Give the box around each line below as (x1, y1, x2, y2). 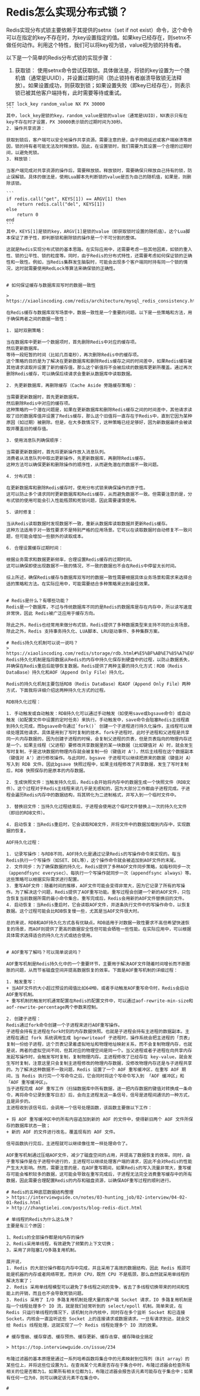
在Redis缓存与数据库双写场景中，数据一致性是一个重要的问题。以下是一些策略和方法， (6, 309, 188, 316)
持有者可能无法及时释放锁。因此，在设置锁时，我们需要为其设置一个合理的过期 (23, 143, 188, 149)
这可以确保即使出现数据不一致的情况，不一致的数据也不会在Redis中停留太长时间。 (6, 563, 179, 569)
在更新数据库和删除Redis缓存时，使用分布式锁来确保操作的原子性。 (6, 485, 148, 491)
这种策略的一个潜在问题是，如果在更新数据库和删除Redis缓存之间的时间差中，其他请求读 (6, 407, 192, 413)
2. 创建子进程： (6, 1016, 41, 1022)
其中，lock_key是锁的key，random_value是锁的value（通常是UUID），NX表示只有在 (6, 112, 188, 118)
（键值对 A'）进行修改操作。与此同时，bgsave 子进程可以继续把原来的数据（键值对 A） (6, 754, 193, 761)
